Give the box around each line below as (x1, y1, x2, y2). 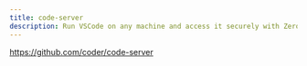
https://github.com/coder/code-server (9, 46, 153, 57)
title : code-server (9, 13, 84, 23)
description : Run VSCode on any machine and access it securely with (9, 22, 281, 31)
